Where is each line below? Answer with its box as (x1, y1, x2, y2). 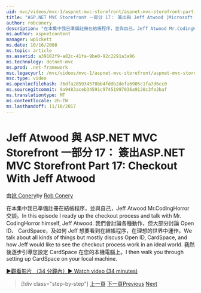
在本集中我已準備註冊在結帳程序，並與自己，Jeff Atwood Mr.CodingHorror (6, 205, 190, 212)
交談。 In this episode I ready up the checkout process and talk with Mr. (6, 212, 181, 219)
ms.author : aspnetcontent (6, 31, 71, 37)
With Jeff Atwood (6, 172, 96, 185)
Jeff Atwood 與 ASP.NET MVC (6, 131, 158, 144)
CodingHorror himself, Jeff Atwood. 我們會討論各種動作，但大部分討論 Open (6, 219, 194, 227)
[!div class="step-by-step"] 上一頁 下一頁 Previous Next (20, 280, 157, 288)
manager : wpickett (6, 36, 52, 42)
